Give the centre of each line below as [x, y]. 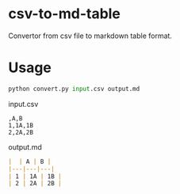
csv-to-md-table [65, 14]
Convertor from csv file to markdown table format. [90, 36]
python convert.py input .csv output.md [74, 89]
